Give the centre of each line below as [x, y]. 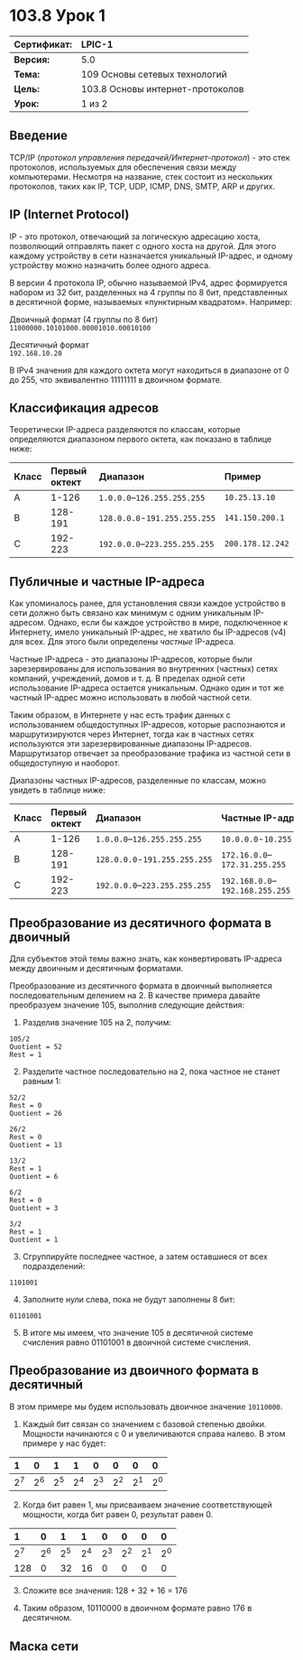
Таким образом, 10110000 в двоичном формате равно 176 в [137, 1609]
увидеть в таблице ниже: [57, 790]
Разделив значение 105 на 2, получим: [96, 1022]
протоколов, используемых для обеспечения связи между [123, 167]
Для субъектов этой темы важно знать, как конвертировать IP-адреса [146, 959]
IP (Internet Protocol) [69, 214]
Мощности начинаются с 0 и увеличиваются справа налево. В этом [154, 1433]
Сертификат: [43, 44]
